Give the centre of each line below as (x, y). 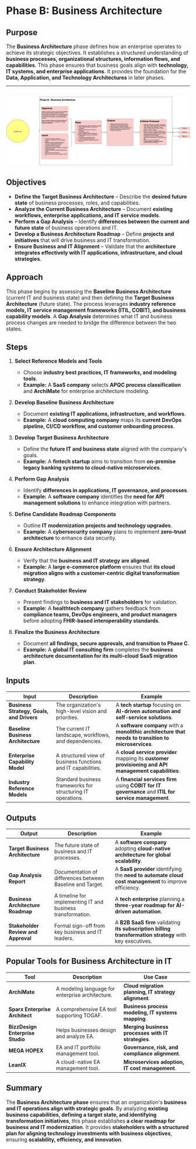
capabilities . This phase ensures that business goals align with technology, (97, 65)
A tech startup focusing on (148, 705)
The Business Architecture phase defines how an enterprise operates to (94, 46)
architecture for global (143, 854)
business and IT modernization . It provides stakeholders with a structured (97, 1127)
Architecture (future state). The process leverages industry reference (91, 304)
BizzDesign (22, 1027)
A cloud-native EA (78, 1062)
